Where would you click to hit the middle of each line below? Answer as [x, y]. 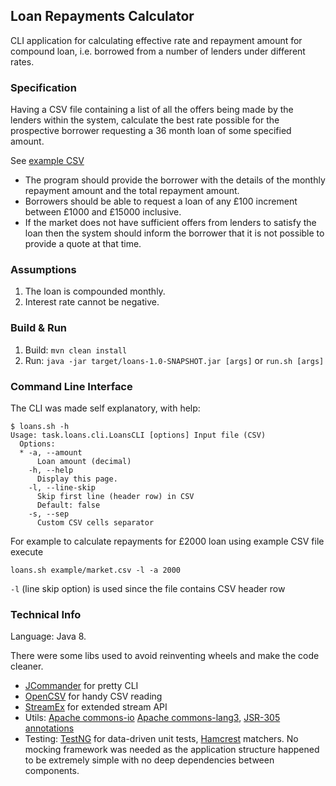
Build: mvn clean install [76, 350]
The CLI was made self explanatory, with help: [105, 408]
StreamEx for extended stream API [96, 707]
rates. [22, 61]
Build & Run [39, 328]
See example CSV [47, 161]
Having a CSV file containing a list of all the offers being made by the [152, 110]
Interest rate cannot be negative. [92, 302]
